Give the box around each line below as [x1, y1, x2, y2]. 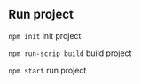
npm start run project [8, 65, 87, 75]
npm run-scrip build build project [8, 48, 132, 58]
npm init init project [8, 30, 82, 41]
